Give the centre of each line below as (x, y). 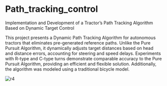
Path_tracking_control (52, 9)
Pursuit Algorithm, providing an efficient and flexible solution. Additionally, (81, 64)
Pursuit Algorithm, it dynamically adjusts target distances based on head (79, 48)
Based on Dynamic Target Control (40, 28)
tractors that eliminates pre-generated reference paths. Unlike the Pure (78, 43)
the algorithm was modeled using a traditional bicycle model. (67, 69)
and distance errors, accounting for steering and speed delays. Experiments (83, 53)
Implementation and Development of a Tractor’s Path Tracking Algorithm (79, 23)
